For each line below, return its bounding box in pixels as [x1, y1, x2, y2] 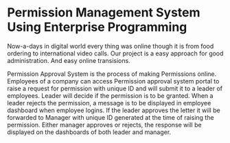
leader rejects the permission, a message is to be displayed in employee [7, 99, 211, 107]
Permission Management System [7, 5, 200, 21]
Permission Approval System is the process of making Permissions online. [7, 70, 217, 78]
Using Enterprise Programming [7, 19, 187, 35]
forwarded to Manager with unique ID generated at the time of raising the [7, 113, 214, 121]
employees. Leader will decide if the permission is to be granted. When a [7, 91, 214, 100]
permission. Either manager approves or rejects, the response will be [7, 120, 202, 129]
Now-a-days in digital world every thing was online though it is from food [7, 42, 214, 50]
